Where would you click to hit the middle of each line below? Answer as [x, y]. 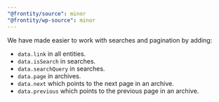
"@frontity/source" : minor [47, 14]
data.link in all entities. [52, 54]
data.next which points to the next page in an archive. [95, 83]
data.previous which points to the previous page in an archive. [108, 91]
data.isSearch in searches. [57, 61]
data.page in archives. [49, 76]
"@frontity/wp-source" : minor [52, 20]
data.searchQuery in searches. [61, 68]
